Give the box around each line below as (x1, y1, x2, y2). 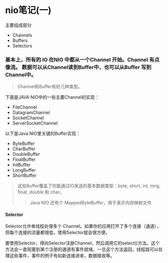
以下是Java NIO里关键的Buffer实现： (5, 131, 81, 137)
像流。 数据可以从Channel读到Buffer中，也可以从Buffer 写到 (5, 64, 151, 71)
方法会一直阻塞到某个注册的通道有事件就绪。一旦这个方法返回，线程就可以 (5, 246, 158, 252)
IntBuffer (12, 162, 31, 168)
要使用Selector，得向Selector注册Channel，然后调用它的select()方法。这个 (5, 240, 160, 246)
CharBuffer (12, 146, 35, 152)
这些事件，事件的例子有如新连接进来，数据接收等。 (9, 252, 115, 258)
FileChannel (12, 104, 37, 110)
